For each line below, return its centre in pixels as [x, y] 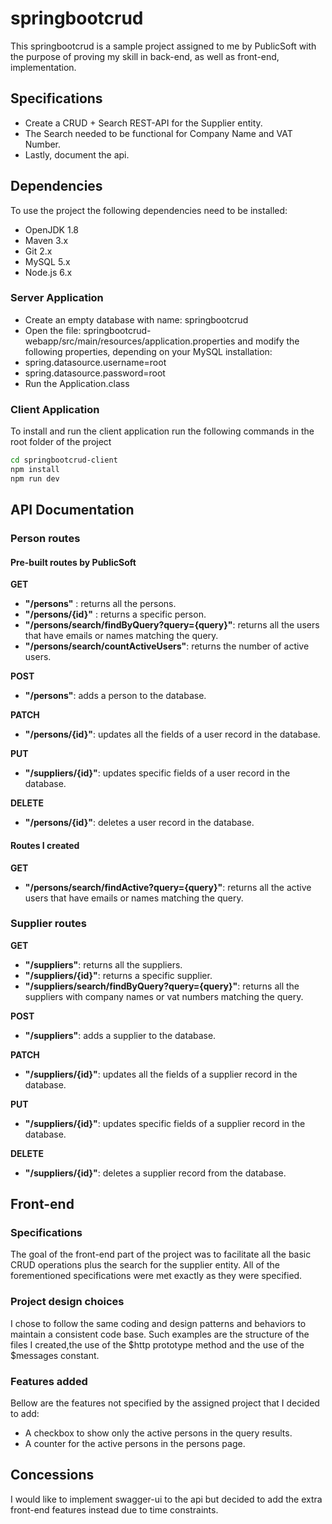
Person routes [45, 539]
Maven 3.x [46, 240]
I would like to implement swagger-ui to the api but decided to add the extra [166, 1499]
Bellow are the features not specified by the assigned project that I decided [165, 1403]
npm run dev [35, 478]
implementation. [43, 67]
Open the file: [53, 330]
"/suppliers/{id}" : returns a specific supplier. [118, 975]
